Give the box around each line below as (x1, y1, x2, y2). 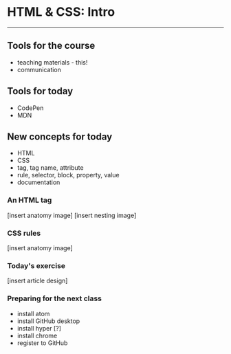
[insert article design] (7, 276, 68, 285)
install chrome (16, 331, 58, 340)
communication (16, 65, 62, 74)
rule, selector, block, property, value (16, 171, 120, 179)
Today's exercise (7, 261, 66, 270)
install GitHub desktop (16, 317, 80, 325)
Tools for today (7, 85, 74, 97)
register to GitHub (16, 338, 68, 347)
